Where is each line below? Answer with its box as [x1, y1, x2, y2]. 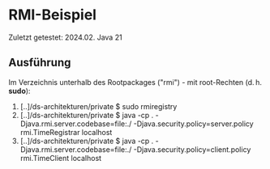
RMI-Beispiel [8, 6, 97, 24]
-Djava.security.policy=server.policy [133, 119, 254, 129]
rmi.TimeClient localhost [19, 153, 102, 163]
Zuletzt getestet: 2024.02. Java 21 [8, 32, 123, 42]
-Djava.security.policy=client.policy [133, 144, 251, 154]
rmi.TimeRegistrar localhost [19, 127, 113, 137]
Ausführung [8, 56, 71, 70]
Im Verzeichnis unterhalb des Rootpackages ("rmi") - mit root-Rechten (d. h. [8, 77, 262, 87]
